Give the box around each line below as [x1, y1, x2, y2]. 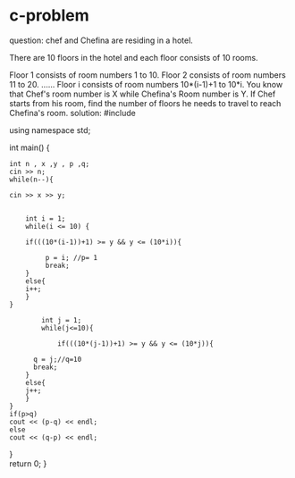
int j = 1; [41, 315, 82, 324]
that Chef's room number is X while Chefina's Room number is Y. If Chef [9, 88, 276, 99]
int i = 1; [25, 214, 66, 223]
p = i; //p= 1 [45, 253, 98, 262]
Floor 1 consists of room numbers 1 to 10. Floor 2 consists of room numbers [9, 69, 286, 80]
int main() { [9, 142, 51, 153]
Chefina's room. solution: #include [9, 107, 136, 118]
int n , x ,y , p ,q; [9, 159, 90, 168]
